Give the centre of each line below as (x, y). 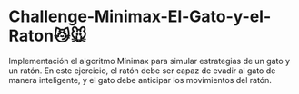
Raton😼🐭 (48, 36)
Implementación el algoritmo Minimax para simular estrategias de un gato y (149, 61)
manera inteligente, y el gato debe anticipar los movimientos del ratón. (140, 80)
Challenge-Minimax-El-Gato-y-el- (140, 17)
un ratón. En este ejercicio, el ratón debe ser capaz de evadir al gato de (142, 70)
